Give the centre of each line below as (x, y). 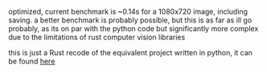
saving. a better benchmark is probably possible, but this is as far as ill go (130, 20)
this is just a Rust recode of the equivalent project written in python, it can (131, 53)
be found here (32, 61)
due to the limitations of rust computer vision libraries (97, 37)
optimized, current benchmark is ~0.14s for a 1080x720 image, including (128, 12)
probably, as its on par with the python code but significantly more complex (133, 28)
